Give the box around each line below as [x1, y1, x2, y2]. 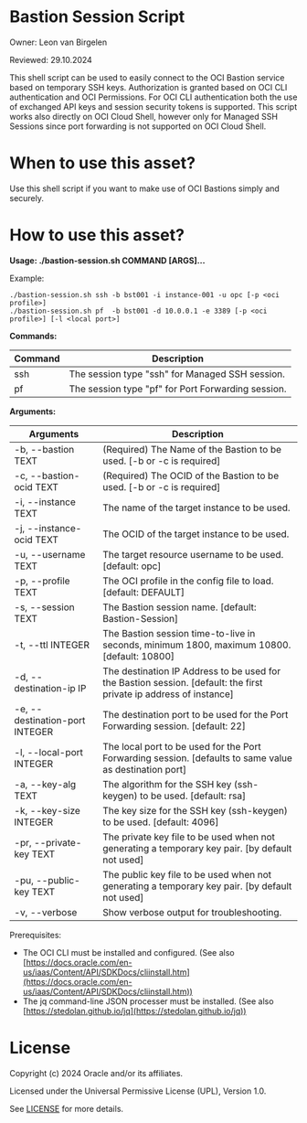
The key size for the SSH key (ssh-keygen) [101, 804, 288, 817]
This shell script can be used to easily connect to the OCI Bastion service [9, 71, 285, 83]
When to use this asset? [9, 153, 196, 174]
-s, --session [14, 601, 75, 614]
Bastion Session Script [9, 6, 185, 27]
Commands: [9, 330, 58, 341]
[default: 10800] [101, 649, 175, 662]
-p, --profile [14, 574, 70, 587]
